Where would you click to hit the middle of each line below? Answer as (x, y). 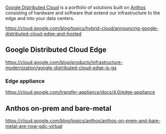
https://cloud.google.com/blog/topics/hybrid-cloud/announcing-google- (82, 28)
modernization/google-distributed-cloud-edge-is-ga (61, 68)
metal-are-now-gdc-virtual (34, 126)
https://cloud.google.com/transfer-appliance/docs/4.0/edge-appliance (80, 92)
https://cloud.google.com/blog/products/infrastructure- (64, 62)
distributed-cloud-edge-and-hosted (43, 34)
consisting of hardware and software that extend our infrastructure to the (83, 13)
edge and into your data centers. (40, 18)
